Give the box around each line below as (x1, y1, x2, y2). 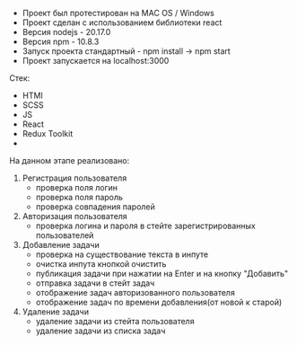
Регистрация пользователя (22, 172, 127, 183)
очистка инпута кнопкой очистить (35, 259, 167, 269)
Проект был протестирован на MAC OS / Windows (22, 8, 215, 18)
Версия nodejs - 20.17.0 (22, 27, 111, 37)
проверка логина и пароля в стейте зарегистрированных (35, 220, 256, 231)
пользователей (35, 230, 94, 241)
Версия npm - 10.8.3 (22, 36, 100, 47)
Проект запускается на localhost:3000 (22, 56, 170, 66)
